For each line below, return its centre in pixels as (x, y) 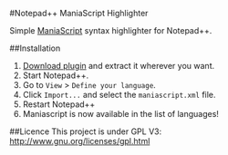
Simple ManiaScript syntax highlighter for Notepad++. (111, 30)
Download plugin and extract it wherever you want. (119, 66)
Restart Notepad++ (59, 104)
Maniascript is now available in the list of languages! (120, 114)
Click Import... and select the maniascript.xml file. (119, 95)
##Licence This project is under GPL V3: (86, 131)
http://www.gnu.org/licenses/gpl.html (80, 141)
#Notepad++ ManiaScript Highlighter (79, 13)
